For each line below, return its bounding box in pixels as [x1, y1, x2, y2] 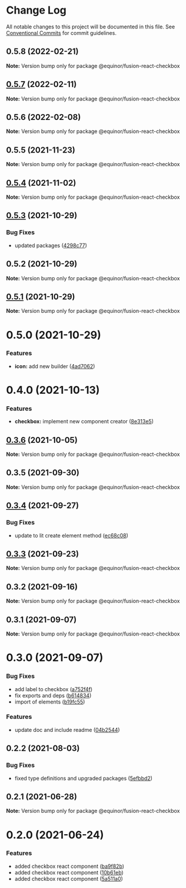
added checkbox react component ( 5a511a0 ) [14, 875, 124, 882]
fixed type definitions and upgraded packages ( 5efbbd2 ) [14, 774, 153, 782]
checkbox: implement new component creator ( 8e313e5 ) [14, 418, 154, 425]
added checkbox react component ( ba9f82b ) [14, 863, 125, 870]
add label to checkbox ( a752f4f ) [14, 685, 93, 692]
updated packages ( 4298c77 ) [14, 242, 87, 249]
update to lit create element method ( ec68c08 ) [14, 531, 128, 539]
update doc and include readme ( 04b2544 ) [14, 726, 120, 733]
